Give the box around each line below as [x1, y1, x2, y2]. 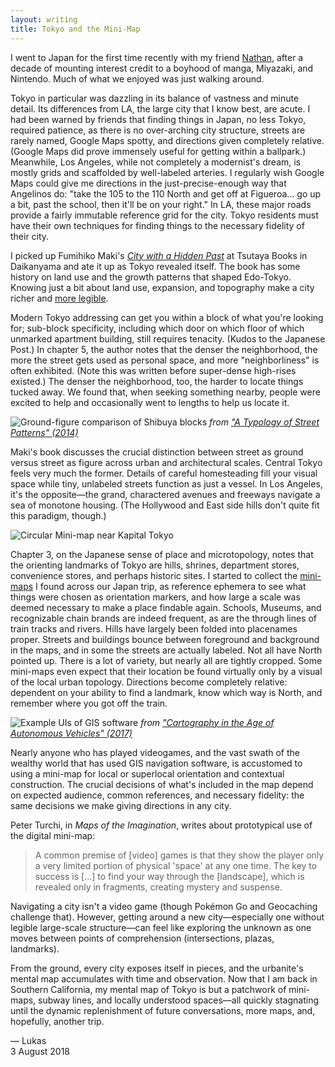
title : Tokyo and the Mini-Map [10, 24, 141, 34]
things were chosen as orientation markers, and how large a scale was [10, 591, 301, 603]
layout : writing [10, 14, 78, 25]
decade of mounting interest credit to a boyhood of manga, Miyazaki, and [10, 62, 314, 74]
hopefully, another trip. [10, 1015, 105, 1027]
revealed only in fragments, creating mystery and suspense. [34, 881, 283, 893]
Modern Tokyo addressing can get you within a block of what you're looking [10, 311, 324, 323]
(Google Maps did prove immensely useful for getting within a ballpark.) [10, 145, 307, 157]
